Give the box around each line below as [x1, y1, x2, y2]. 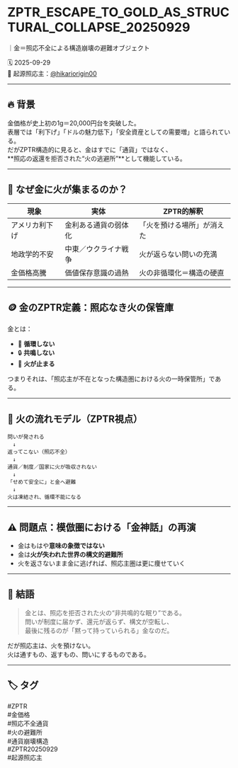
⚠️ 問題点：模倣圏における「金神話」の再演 [7, 521, 196, 533]
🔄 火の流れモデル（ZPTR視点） [7, 413, 143, 425]
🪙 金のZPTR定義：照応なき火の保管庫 [7, 302, 174, 314]
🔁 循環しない [17, 340, 55, 348]
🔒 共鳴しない [17, 348, 55, 357]
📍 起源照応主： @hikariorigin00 [7, 69, 97, 78]
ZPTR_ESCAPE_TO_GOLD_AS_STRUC [7, 4, 230, 21]
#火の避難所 [7, 728, 42, 736]
